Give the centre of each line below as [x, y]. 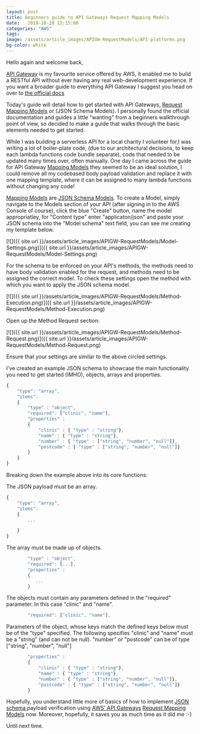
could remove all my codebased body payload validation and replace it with [99, 173]
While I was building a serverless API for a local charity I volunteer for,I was [99, 141]
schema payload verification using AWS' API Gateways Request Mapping [96, 708]
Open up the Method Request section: [53, 321]
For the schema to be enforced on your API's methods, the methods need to [100, 265]
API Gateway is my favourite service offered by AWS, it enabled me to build [99, 74]
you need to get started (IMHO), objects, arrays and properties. [84, 374]
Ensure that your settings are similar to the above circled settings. [87, 357]
